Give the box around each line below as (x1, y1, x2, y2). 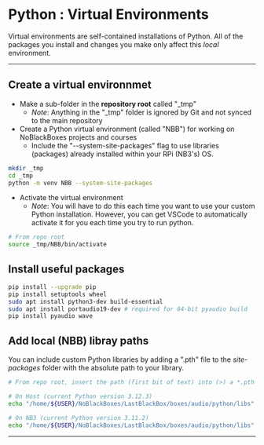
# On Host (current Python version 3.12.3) (8, 392, 153, 400)
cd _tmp (8, 171, 34, 180)
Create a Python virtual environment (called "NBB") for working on (19, 124, 235, 133)
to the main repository (31, 115, 104, 125)
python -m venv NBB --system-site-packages (8, 179, 153, 187)
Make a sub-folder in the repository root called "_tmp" (19, 99, 196, 108)
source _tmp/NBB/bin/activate (8, 241, 108, 249)
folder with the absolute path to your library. (42, 363, 185, 373)
